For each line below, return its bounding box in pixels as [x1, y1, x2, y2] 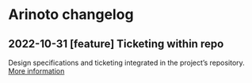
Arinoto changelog [8, 6, 134, 24]
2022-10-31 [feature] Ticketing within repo [8, 37, 224, 51]
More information [8, 66, 65, 76]
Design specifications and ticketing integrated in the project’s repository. [8, 58, 246, 67]
